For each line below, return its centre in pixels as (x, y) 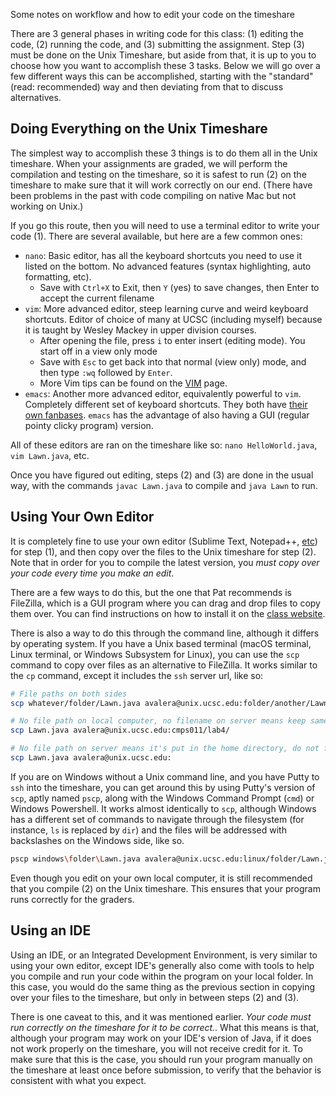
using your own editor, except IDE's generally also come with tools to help (162, 965)
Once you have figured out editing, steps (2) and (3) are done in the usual (162, 475)
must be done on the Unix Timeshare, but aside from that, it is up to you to (163, 55)
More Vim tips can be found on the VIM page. (133, 383)
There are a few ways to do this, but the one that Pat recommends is (151, 592)
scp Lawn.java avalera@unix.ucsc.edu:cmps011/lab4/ (120, 730)
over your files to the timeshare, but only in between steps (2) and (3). (155, 997)
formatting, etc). (58, 276)
